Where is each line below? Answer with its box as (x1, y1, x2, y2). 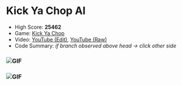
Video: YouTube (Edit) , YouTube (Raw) (14, 36, 107, 43)
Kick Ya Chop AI (6, 4, 86, 18)
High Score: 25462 (14, 23, 62, 30)
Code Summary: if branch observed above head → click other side (14, 42, 177, 49)
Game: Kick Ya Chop (14, 29, 65, 36)
